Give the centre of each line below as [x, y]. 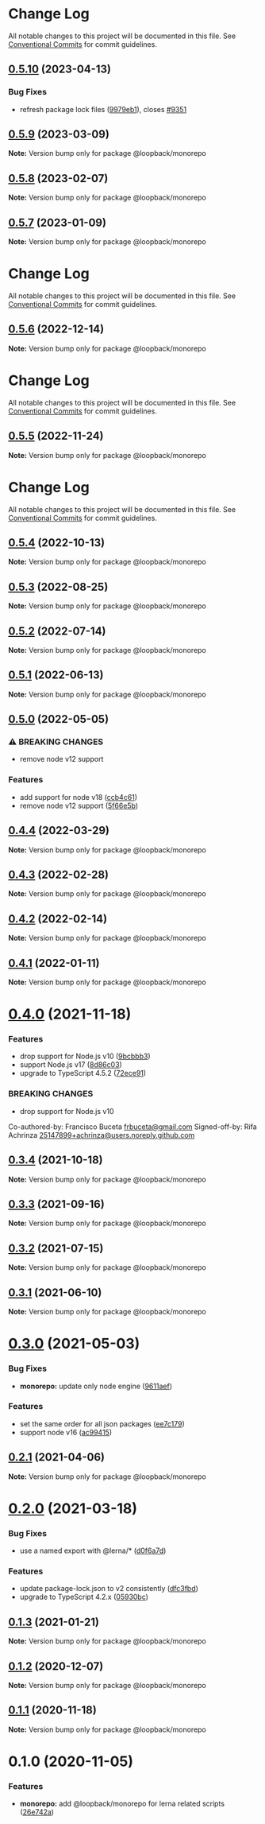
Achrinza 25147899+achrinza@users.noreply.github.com [102, 1135]
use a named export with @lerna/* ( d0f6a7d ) [93, 1550]
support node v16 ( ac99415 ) [66, 1432]
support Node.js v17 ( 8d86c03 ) [71, 1065]
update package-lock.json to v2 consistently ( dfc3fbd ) [109, 1589]
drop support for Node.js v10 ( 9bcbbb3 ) [85, 1056]
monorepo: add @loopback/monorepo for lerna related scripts [122, 1804]
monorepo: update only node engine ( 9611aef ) [96, 1386]
